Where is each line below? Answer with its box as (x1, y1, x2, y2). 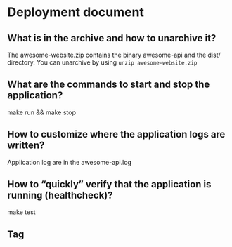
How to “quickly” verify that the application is (7, 178, 212, 190)
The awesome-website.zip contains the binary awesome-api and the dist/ (7, 51, 221, 59)
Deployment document (7, 4, 144, 20)
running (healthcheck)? (7, 189, 114, 201)
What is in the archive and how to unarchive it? (7, 32, 217, 44)
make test (7, 208, 37, 216)
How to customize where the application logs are (7, 128, 226, 140)
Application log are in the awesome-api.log (7, 158, 132, 166)
